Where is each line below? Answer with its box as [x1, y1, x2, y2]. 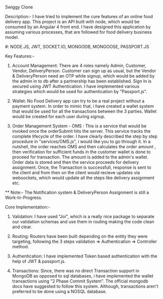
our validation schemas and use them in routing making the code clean [12, 219, 154, 224]
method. [12, 244, 29, 249]
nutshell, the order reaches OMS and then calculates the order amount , [12, 144, 156, 149]
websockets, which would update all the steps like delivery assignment [12, 175, 155, 180]
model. [5, 34, 19, 40]
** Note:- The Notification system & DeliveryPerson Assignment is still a [5, 190, 149, 195]
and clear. [12, 224, 33, 230]
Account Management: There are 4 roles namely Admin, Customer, [12, 63, 146, 68]
